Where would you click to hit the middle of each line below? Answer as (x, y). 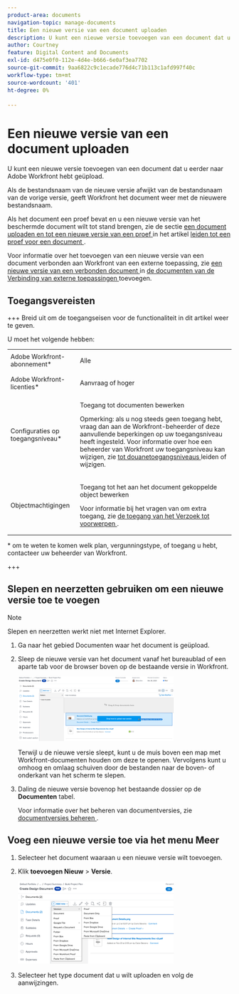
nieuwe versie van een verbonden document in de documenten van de (111, 271)
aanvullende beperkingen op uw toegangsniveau (151, 434)
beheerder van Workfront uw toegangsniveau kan (152, 450)
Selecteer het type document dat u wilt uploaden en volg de (105, 975)
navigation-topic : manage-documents (62, 22)
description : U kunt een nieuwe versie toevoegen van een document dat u (119, 38)
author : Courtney (33, 45)
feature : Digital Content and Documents (68, 53)
